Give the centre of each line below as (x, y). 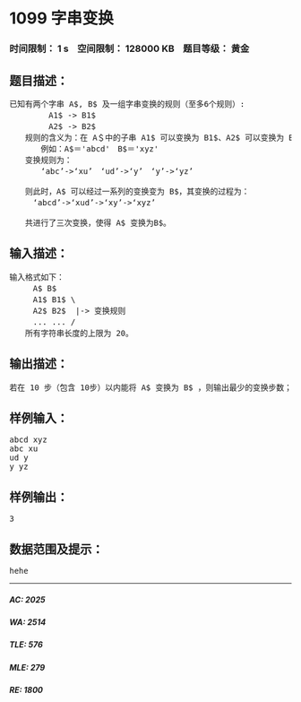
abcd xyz (28, 440)
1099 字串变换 (61, 18)
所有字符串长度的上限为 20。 (79, 333)
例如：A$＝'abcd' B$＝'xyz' (99, 148)
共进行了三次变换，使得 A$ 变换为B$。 (98, 222)
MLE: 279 (27, 667)
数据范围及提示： (56, 549)
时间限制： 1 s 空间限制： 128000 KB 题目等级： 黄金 (129, 48)
